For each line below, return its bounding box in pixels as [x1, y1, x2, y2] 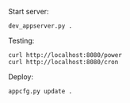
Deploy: [8, 72, 34, 82]
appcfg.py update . [8, 87, 73, 95]
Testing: [8, 36, 35, 45]
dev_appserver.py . [8, 22, 73, 30]
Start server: [8, 7, 49, 16]
